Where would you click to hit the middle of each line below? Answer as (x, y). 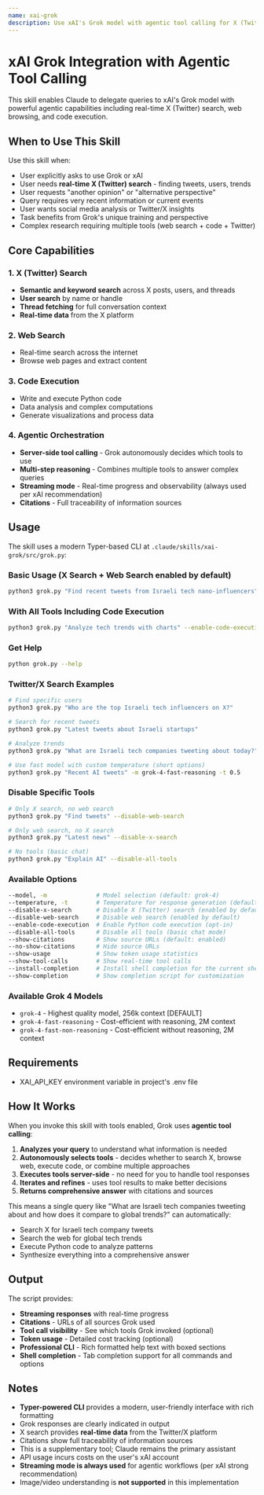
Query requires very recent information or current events (112, 200)
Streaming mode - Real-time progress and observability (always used (133, 486)
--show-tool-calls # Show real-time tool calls (100, 961)
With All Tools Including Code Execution (86, 612)
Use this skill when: (39, 160)
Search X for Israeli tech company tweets (86, 1229)
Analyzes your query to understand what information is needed (123, 1149)
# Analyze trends (37, 744)
